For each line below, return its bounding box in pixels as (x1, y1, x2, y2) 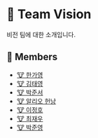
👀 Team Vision (6, 6, 92, 22)
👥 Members (6, 51, 58, 63)
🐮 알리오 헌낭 (16, 97, 57, 105)
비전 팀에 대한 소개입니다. (6, 30, 76, 39)
